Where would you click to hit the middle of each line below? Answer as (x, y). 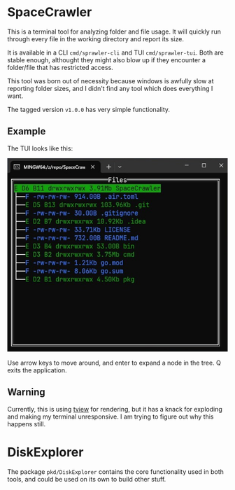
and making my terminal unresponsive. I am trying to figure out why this (111, 416)
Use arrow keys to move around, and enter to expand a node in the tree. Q (114, 363)
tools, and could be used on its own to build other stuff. (87, 479)
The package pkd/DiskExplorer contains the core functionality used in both (115, 471)
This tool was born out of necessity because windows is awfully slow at (111, 80)
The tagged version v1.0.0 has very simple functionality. (88, 109)
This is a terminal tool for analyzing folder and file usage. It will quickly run (114, 31)
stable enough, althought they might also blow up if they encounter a (107, 59)
